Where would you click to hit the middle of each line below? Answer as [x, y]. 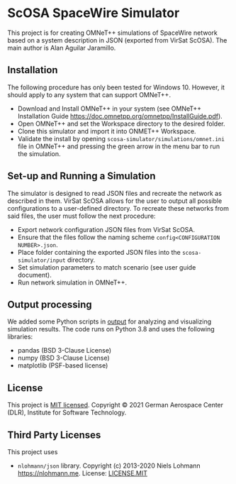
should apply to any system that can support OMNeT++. [89, 94]
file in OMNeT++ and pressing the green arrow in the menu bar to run [119, 146]
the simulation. [39, 153]
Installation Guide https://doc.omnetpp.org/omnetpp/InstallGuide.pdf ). [120, 116]
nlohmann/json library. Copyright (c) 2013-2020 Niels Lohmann [109, 466]
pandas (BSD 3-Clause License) [64, 351]
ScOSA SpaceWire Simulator [94, 13]
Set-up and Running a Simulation [82, 176]
